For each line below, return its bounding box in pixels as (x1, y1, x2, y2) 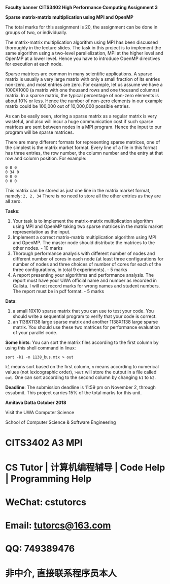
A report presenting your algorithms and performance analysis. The (12, 272, 154, 278)
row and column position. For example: (5, 155, 87, 161)
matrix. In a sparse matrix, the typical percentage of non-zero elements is (5, 93, 159, 98)
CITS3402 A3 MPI (5, 437, 83, 449)
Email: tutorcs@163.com (5, 519, 111, 531)
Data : (5, 298, 17, 304)
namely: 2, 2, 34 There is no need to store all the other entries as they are (5, 193, 161, 199)
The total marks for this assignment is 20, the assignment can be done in (5, 24, 158, 30)
